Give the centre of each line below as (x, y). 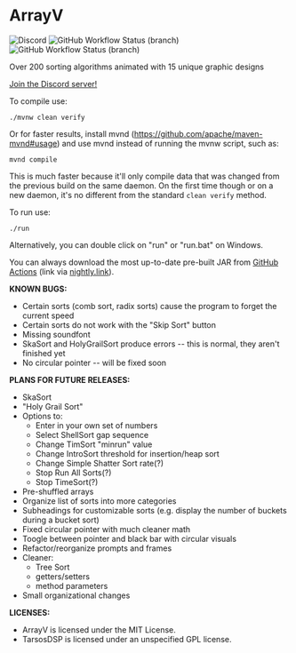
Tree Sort (52, 567)
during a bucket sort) (60, 520)
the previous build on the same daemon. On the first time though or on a (141, 185)
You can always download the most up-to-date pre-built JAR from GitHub (144, 262)
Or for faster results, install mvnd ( (72, 133)
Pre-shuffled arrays (58, 491)
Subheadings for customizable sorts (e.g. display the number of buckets (154, 510)
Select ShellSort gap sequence (92, 434)
